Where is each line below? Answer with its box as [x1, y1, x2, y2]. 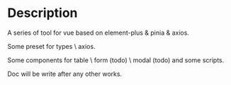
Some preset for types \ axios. [7, 42, 96, 50]
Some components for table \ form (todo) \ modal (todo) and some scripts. [7, 55, 225, 64]
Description [7, 5, 78, 21]
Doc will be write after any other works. [7, 69, 123, 78]
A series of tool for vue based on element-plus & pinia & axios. [7, 28, 190, 37]
